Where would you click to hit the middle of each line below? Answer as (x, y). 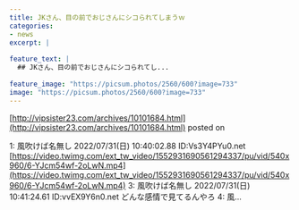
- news (21, 34)
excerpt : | (30, 42)
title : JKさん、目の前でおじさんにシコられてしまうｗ (97, 17)
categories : (31, 26)
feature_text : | (39, 59)
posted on (206, 127)
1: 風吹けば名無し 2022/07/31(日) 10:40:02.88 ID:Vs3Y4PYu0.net (128, 146)
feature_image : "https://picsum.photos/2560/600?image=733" (124, 84)
